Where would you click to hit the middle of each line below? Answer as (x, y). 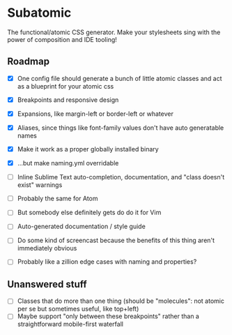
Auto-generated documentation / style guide (82, 226)
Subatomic (39, 13)
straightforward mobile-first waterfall (70, 324)
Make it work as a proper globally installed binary (88, 149)
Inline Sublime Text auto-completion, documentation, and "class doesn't (121, 177)
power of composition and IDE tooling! (62, 39)
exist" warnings (40, 185)
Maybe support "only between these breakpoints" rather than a (108, 316)
